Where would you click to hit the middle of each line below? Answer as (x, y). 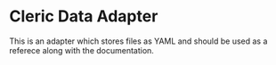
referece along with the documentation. (81, 50)
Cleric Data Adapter (84, 16)
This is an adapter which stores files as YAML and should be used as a (138, 41)
